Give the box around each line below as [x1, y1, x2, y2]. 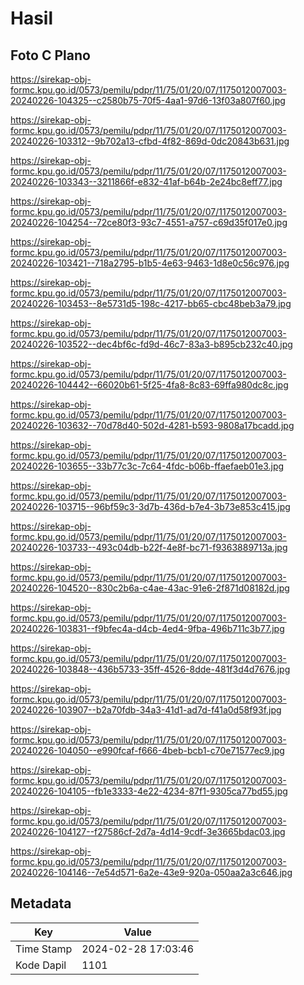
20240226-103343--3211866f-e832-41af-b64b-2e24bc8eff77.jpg [10, 176, 283, 187]
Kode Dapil [15, 958, 67, 972]
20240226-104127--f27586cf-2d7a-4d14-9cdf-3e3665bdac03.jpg [10, 826, 286, 837]
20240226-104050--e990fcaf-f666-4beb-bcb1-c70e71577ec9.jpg [10, 745, 285, 756]
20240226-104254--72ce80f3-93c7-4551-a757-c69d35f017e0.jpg [10, 217, 288, 228]
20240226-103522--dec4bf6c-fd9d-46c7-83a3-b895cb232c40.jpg [10, 338, 293, 350]
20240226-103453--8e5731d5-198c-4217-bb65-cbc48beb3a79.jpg [10, 298, 292, 309]
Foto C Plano [10, 47, 91, 64]
